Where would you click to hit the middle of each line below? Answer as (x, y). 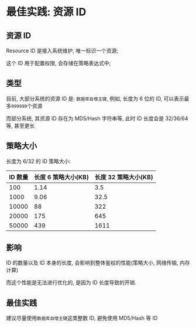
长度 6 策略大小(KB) (61, 177)
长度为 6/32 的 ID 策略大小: (39, 161)
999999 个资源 (27, 105)
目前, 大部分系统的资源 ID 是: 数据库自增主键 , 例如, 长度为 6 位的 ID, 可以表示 (95, 98)
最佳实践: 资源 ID (46, 12)
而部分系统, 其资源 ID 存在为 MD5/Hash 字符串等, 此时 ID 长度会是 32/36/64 (97, 118)
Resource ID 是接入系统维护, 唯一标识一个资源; (62, 51)
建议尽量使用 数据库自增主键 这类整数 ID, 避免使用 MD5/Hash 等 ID (82, 318)
